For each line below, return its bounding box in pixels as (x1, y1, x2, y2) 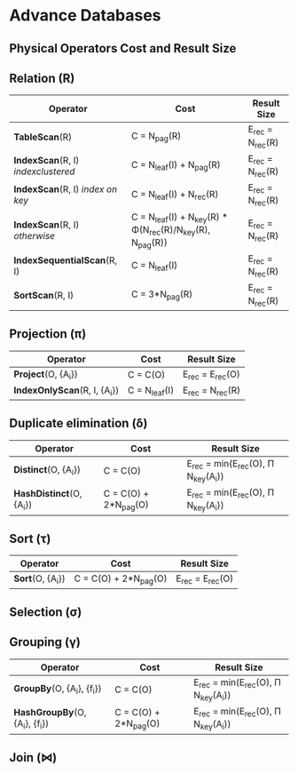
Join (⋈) (9, 750, 58, 765)
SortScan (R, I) (13, 289, 74, 301)
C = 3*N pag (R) (131, 288, 193, 302)
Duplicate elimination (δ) (9, 416, 148, 431)
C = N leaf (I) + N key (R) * (131, 211, 228, 225)
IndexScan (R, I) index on (13, 183, 118, 195)
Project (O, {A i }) (13, 368, 78, 382)
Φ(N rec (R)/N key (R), (131, 223, 211, 237)
